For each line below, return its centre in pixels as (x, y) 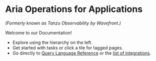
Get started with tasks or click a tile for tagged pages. (68, 47)
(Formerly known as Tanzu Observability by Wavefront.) (63, 23)
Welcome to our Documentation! (38, 32)
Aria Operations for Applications (74, 9)
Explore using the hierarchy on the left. (52, 42)
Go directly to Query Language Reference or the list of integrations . (82, 53)
